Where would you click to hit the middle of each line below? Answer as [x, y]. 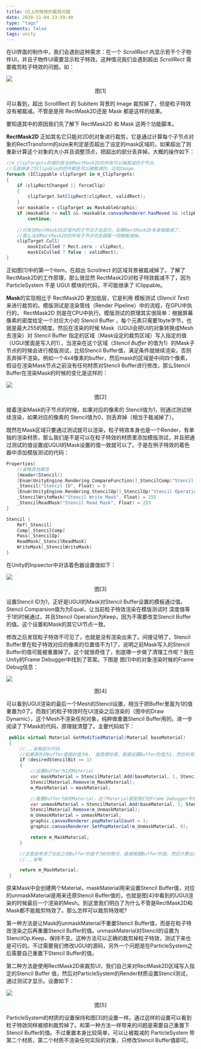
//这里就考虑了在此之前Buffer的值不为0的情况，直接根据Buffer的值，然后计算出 [106, 854]
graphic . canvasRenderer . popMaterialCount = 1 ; [89, 821]
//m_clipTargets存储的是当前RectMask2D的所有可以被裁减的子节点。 [82, 163]
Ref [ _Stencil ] [34, 525]
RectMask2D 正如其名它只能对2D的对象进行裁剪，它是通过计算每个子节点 [98, 137]
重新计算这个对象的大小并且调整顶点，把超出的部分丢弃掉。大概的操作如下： [100, 152]
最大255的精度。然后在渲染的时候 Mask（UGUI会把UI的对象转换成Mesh [105, 328]
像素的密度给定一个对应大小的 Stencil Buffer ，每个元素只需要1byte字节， [96, 320]
